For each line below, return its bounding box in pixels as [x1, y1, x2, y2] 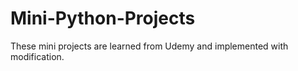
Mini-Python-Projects [10, 7, 196, 30]
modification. [10, 50, 65, 62]
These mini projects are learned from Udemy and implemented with [10, 40, 289, 52]
